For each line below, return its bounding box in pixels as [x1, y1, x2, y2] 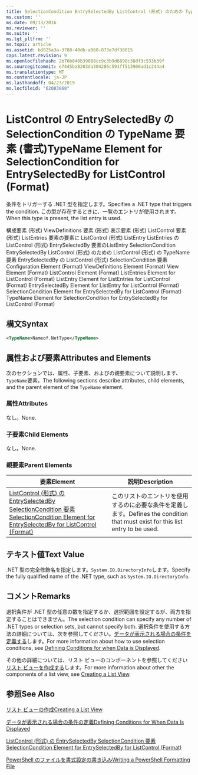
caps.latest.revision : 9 [6, 53, 67, 58]
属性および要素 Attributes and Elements [6, 352, 151, 363]
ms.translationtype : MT [6, 69, 65, 75]
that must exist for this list [111, 518, 183, 526]
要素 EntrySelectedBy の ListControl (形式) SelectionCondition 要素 [6, 256, 168, 263]
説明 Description [127, 478, 173, 486]
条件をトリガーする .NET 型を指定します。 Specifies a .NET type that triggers [6, 200, 192, 207]
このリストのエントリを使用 [111, 492, 189, 501]
